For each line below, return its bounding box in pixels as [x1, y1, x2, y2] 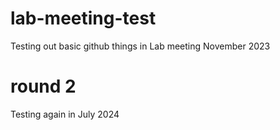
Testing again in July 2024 [10, 108, 120, 120]
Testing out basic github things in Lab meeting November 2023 [10, 40, 271, 52]
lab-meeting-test [10, 7, 157, 30]
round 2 [10, 75, 77, 98]
